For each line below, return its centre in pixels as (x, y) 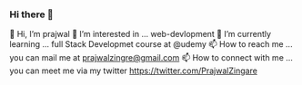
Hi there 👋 (32, 14)
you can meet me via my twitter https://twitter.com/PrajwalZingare (133, 71)
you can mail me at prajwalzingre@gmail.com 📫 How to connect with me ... (151, 58)
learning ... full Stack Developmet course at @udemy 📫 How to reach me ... (151, 44)
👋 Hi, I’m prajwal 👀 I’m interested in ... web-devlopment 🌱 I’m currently (140, 34)
